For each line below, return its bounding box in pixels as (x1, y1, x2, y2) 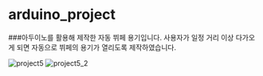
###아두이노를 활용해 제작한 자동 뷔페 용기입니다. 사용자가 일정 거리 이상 (8, 32, 234, 42)
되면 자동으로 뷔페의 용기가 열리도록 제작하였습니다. (16, 42, 177, 52)
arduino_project (8, 6, 116, 24)
